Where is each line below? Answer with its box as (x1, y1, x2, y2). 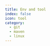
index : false (5, 11, 31, 16)
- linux (9, 34, 25, 39)
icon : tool (5, 16, 27, 21)
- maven (9, 29, 25, 34)
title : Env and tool (5, 7, 47, 12)
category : (5, 20, 25, 25)
